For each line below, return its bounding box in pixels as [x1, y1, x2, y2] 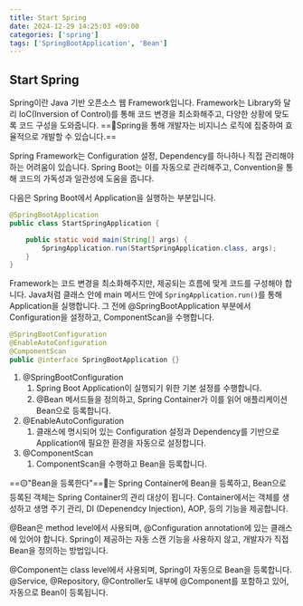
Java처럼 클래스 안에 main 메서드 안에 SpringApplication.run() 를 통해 [28, 289, 283, 300]
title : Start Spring [9, 13, 88, 23]
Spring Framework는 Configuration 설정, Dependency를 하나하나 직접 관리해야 [9, 150, 295, 161]
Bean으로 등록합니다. [35, 405, 111, 416]
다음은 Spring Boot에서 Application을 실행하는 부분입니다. [9, 192, 216, 204]
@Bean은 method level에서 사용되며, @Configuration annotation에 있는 [9, 522, 269, 533]
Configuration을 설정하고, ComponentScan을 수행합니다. [9, 312, 215, 322]
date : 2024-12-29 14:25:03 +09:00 [9, 22, 140, 31]
